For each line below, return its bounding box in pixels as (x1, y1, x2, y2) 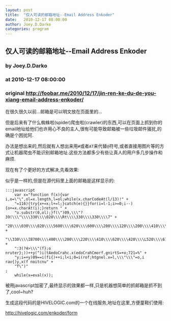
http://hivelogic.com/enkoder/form (5, 310, 78, 316)
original (5, 90, 25, 97)
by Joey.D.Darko (5, 62, 47, 70)
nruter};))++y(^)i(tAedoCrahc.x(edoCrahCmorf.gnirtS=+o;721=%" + (5, 250, 147, 256)
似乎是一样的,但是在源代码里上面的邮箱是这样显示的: (5, 177, 116, 184)
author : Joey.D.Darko (5, 21, 51, 27)
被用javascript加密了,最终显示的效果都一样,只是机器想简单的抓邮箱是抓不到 (5, 282, 162, 288)
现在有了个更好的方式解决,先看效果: (5, 167, 80, 173)
